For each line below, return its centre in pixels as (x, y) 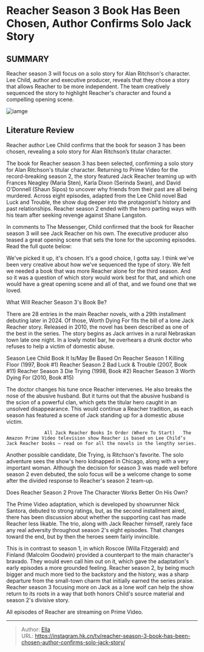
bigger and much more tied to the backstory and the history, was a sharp (98, 574)
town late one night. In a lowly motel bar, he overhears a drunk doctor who (99, 340)
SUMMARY (28, 59)
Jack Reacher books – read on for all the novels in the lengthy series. (102, 443)
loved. (14, 290)
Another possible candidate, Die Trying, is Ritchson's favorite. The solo (95, 455)
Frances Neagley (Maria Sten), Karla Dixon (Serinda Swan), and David (93, 183)
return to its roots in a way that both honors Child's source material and (95, 594)
